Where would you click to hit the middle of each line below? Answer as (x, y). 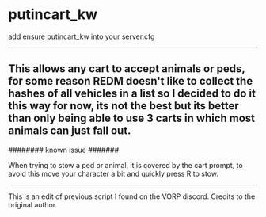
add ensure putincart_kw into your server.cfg (82, 36)
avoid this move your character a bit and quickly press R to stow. (114, 173)
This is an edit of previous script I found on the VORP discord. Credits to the (132, 196)
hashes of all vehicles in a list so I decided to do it (132, 94)
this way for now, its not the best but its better (123, 106)
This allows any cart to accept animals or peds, (127, 69)
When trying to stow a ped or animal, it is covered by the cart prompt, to (125, 165)
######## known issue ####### (64, 150)
